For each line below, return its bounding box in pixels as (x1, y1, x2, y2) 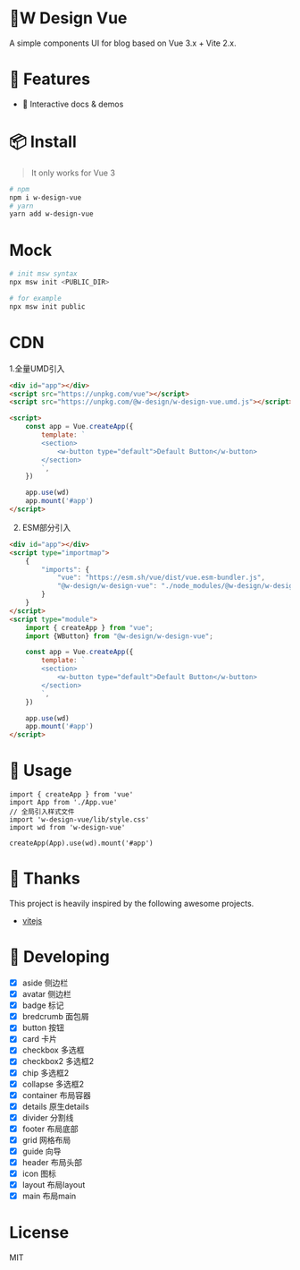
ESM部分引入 (21, 522, 71, 533)
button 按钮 (21, 1022, 65, 1033)
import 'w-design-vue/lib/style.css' (9, 815, 150, 824)
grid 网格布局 (21, 1134, 71, 1145)
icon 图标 (21, 1168, 56, 1180)
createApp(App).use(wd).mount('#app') (9, 839, 154, 848)
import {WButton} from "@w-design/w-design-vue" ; (25, 631, 214, 641)
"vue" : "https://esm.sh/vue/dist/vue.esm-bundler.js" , (56, 573, 266, 583)
